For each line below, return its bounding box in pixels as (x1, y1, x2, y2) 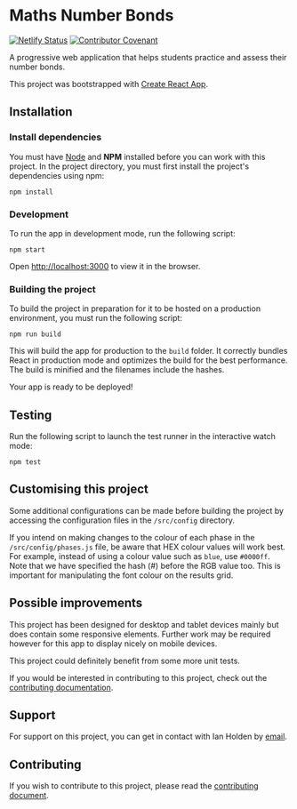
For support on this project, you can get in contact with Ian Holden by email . (9, 731, 287, 742)
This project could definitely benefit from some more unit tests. (9, 655, 240, 666)
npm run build (9, 330, 62, 339)
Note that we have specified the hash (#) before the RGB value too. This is (9, 560, 282, 571)
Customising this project (9, 482, 149, 497)
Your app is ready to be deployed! (9, 381, 133, 392)
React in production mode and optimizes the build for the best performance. (9, 355, 288, 365)
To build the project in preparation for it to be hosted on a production (9, 303, 261, 314)
